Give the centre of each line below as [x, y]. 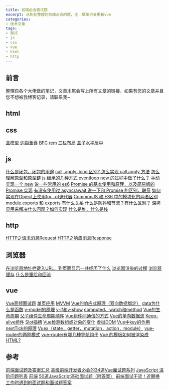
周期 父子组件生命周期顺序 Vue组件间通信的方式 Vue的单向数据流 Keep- [84, 315]
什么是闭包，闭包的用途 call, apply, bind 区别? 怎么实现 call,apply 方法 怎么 [83, 172]
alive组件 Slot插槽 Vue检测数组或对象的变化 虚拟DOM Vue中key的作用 [78, 322]
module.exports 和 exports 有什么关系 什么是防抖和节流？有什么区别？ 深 [81, 203]
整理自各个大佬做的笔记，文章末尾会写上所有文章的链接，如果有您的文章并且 [85, 91]
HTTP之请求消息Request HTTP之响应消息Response [59, 238]
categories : [18, 19]
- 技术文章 [16, 24]
